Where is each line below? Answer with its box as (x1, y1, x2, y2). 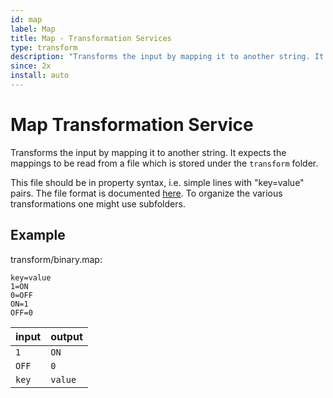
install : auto (10, 71, 70, 81)
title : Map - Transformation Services (10, 33, 172, 43)
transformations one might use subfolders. (10, 197, 186, 210)
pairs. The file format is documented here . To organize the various (10, 187, 283, 199)
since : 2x (10, 61, 52, 71)
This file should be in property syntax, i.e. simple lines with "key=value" (10, 176, 305, 188)
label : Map (10, 24, 56, 34)
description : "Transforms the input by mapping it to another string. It (10, 52, 325, 62)
